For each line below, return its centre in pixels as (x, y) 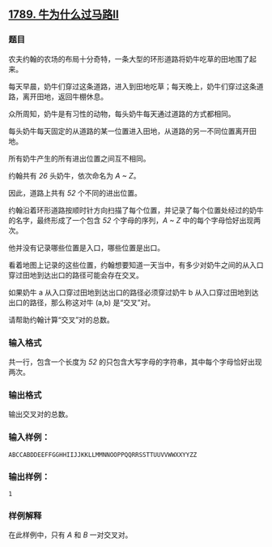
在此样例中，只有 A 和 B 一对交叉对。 (70, 535)
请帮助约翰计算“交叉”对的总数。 (62, 320)
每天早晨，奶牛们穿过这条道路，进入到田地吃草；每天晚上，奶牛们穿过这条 (132, 86)
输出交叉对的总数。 (40, 414)
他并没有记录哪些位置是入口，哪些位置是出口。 (86, 248)
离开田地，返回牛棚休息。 (65, 97)
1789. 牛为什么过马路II (64, 15)
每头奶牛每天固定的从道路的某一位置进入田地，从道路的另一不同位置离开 (129, 131)
